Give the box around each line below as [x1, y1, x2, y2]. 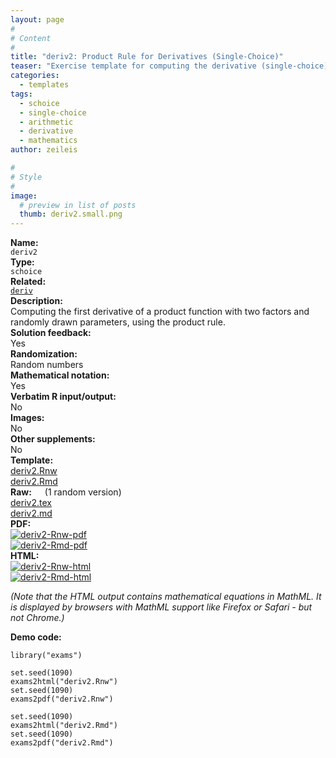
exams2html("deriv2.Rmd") [10, 721, 118, 731]
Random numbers [10, 359, 84, 371]
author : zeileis [10, 145, 78, 155]
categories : [10, 71, 60, 81]
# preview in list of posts [19, 200, 137, 210]
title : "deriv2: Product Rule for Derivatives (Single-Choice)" [10, 52, 284, 62]
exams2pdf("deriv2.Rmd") [10, 738, 114, 748]
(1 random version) [44, 486, 122, 498]
